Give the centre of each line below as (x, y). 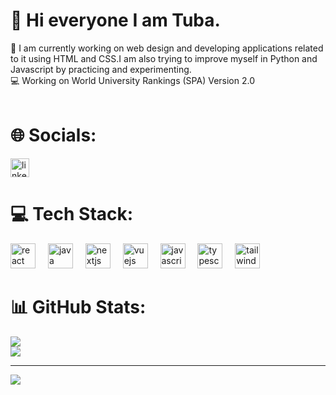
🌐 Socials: (53, 135)
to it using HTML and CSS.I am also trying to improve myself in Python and (164, 58)
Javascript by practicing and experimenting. (101, 69)
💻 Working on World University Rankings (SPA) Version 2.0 (133, 80)
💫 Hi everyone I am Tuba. (115, 20)
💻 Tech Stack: (72, 214)
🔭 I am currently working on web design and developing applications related (167, 48)
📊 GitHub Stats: (78, 307)
